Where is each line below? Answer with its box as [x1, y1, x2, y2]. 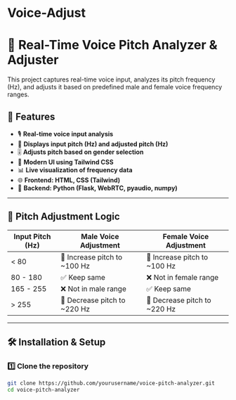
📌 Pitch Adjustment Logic [7, 211, 121, 223]
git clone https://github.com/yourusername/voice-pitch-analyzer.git [7, 380, 216, 387]
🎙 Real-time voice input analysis [17, 129, 114, 138]
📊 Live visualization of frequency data [17, 165, 133, 174]
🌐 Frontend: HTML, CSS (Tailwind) [17, 176, 121, 184]
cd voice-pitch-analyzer [7, 387, 80, 394]
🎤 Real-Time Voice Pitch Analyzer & [7, 37, 218, 53]
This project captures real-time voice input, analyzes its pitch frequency [7, 75, 216, 84]
